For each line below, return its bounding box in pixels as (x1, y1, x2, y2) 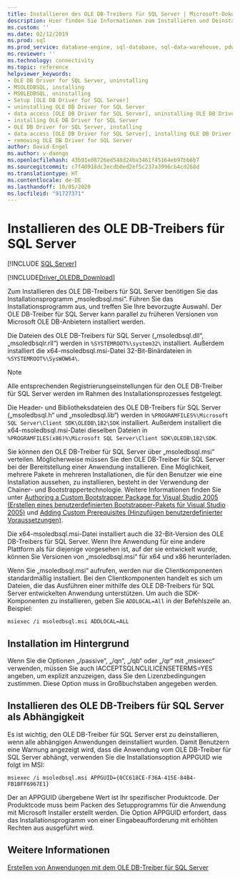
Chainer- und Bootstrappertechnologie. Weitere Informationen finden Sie (7, 485, 221, 494)
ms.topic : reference (7, 64, 69, 71)
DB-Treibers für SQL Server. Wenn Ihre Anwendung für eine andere (7, 537, 206, 546)
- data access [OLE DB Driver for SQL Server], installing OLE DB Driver (7, 130, 232, 137)
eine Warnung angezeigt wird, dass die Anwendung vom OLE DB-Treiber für (7, 745, 231, 754)
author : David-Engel (7, 144, 69, 151)
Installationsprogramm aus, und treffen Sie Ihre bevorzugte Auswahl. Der (7, 302, 222, 311)
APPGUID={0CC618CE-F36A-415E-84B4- (90, 774, 196, 781)
